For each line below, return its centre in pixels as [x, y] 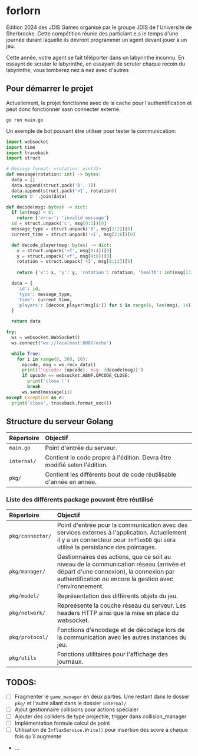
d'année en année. [71, 482]
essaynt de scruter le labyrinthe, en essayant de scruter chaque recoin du [96, 64]
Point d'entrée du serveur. [81, 448]
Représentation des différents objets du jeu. [117, 596]
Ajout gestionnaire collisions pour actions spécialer [77, 709]
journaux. [70, 661]
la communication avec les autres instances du [122, 637]
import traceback [27, 153]
